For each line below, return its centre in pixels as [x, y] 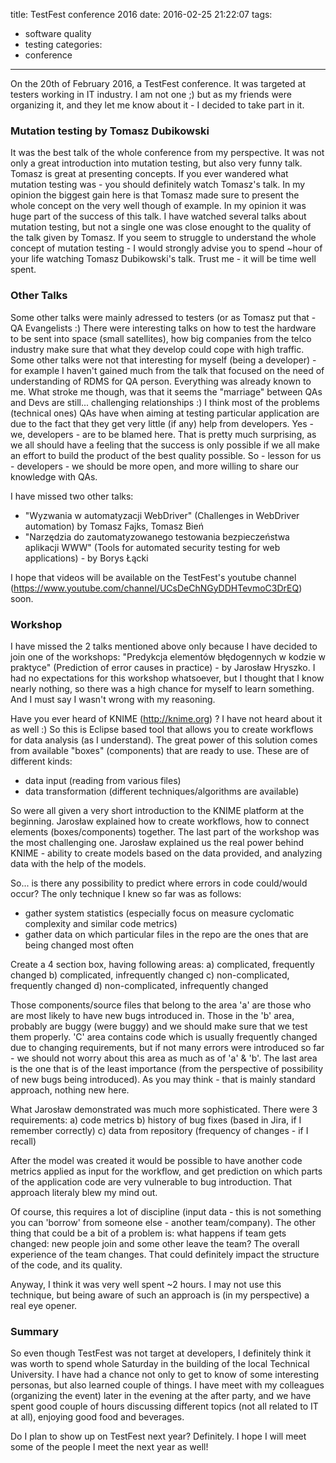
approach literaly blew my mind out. [84, 1192]
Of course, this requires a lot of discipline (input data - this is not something [166, 1211]
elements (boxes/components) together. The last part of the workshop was [165, 831]
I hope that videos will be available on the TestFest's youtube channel [153, 577]
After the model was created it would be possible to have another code [156, 1160]
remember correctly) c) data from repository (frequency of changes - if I [159, 1130]
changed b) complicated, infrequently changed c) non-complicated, [150, 975]
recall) [23, 1141]
